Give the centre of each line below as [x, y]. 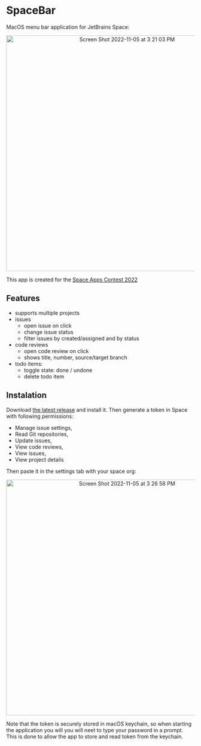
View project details [39, 459]
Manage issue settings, [44, 427]
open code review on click [56, 351]
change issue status [48, 332]
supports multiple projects [47, 313]
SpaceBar [31, 10]
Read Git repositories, [42, 434]
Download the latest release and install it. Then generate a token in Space [97, 410]
